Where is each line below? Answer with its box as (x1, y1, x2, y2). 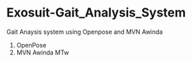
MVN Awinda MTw (16, 48, 70, 56)
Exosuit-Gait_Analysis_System (6, 5, 186, 21)
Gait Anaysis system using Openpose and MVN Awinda (6, 28, 163, 36)
